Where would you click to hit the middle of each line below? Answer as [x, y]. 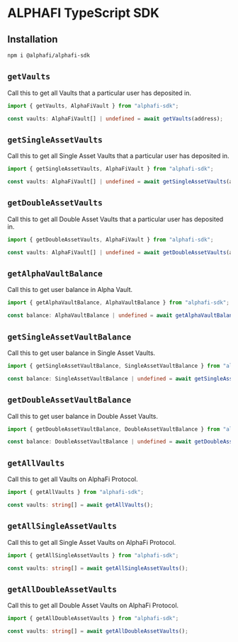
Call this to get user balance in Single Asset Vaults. [81, 353]
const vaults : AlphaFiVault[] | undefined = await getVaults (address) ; [115, 118]
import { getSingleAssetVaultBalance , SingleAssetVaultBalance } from [114, 366]
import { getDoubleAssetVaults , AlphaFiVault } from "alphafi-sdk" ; [110, 240]
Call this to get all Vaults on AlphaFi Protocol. [73, 479]
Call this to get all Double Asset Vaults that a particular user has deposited [115, 219]
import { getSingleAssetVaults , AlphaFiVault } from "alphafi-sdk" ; [110, 169]
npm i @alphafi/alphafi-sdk [49, 55]
